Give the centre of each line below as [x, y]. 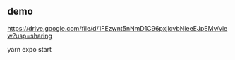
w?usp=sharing [30, 36]
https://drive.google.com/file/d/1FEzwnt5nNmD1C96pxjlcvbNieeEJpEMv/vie [117, 28]
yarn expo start [29, 49]
